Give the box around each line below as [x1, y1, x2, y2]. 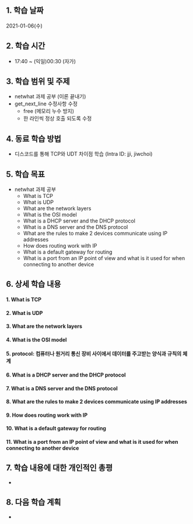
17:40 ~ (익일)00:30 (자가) [14, 57, 76, 64]
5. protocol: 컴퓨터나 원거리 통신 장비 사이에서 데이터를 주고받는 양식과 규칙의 [6, 350, 182, 357]
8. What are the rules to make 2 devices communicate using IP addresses [6, 398, 188, 405]
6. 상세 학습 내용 [6, 279, 61, 289]
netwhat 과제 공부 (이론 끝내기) [14, 93, 86, 100]
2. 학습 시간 [6, 41, 45, 51]
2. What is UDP [6, 309, 43, 316]
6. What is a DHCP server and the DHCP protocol [6, 371, 127, 379]
